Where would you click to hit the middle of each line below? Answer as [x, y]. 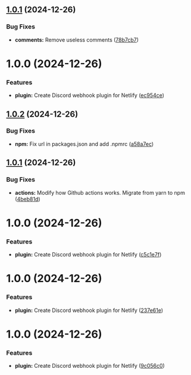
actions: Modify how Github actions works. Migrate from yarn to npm [100, 192]
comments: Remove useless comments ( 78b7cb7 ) [76, 40]
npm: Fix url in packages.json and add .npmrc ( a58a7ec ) [84, 144]
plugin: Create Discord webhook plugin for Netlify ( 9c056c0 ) [90, 366]
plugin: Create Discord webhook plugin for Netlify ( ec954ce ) [90, 95]
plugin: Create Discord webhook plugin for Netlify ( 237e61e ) [89, 310]
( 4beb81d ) [27, 199]
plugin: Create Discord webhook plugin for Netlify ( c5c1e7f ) [88, 255]
